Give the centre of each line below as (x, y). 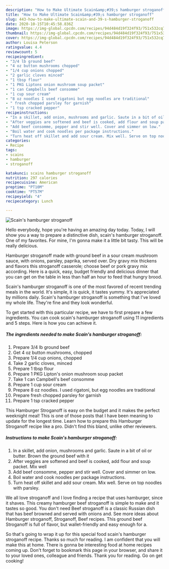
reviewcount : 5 (22, 52)
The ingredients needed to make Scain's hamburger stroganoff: (74, 334)
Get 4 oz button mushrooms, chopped (52, 352)
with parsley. (26, 488)
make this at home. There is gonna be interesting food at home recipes (79, 545)
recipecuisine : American (32, 182)
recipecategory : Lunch (29, 201)
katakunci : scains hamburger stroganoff (49, 173)
